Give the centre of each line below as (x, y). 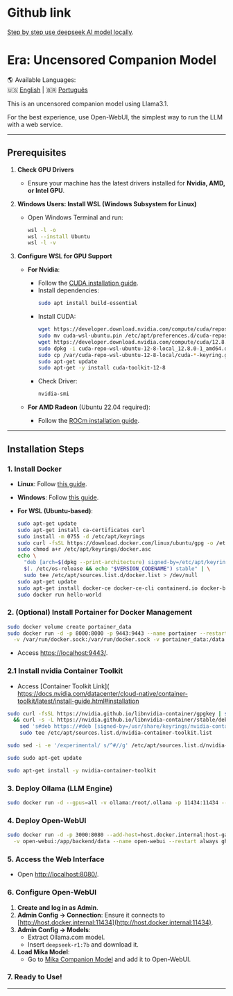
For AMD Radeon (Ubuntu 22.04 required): (89, 407)
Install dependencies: (68, 290)
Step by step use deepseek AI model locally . (70, 32)
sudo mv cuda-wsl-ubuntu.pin (80, 336)
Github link (39, 13)
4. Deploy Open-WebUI (47, 820)
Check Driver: (58, 381)
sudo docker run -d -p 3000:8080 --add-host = (74, 835)
